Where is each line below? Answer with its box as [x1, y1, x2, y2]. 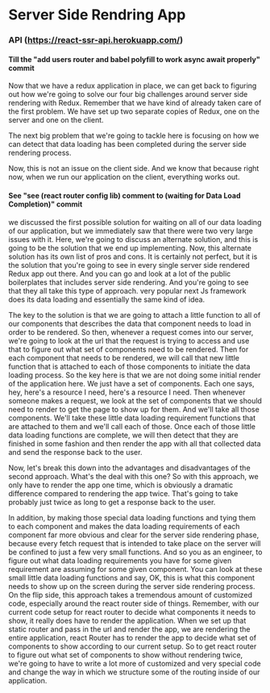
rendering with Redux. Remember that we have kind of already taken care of [8, 98, 262, 108]
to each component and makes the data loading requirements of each [8, 521, 240, 531]
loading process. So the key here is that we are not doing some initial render [8, 369, 261, 380]
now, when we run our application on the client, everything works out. [8, 172, 240, 182]
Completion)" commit [8, 199, 83, 209]
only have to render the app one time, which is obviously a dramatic [8, 480, 234, 490]
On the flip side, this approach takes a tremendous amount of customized [8, 590, 252, 599]
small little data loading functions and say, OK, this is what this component [8, 573, 255, 582]
